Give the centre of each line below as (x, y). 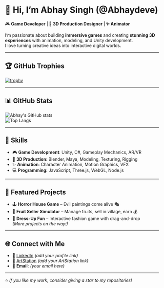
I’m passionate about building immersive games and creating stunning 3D (80, 35)
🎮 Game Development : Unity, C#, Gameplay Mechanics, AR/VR (77, 152)
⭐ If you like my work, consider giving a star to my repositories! (69, 280)
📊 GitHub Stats (29, 101)
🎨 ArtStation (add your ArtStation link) (50, 261)
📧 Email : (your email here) (38, 266)
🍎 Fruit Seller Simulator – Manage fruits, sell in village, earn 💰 (75, 212)
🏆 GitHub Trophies (35, 66)
